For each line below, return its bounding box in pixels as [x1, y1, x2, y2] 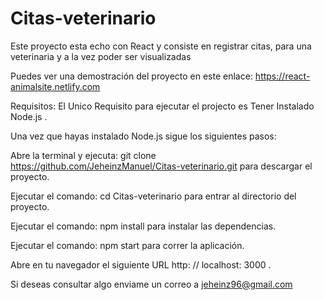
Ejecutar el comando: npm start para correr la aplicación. [10, 239, 245, 251]
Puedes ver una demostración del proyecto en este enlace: [10, 70, 253, 82]
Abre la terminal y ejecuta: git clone [10, 149, 157, 161]
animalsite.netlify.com [10, 80, 101, 92]
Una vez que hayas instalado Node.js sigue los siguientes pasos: [10, 130, 277, 142]
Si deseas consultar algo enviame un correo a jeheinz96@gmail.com [10, 278, 293, 290]
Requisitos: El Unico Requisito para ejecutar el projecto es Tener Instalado [10, 100, 315, 112]
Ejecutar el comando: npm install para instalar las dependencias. [10, 220, 277, 232]
